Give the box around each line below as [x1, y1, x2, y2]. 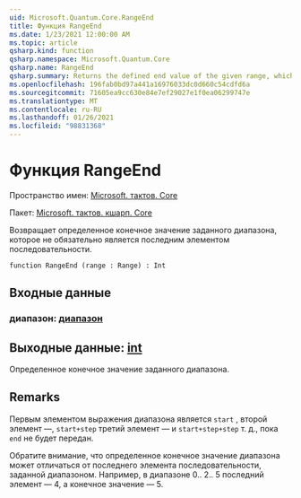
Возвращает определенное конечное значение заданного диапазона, [9, 224, 278, 235]
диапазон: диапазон [9, 312, 103, 325]
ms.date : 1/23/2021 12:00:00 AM [9, 30, 130, 39]
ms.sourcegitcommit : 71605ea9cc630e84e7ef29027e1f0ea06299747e [9, 88, 251, 97]
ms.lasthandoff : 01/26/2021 [9, 113, 115, 122]
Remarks [9, 389, 61, 405]
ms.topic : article [9, 38, 78, 48]
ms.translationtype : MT [9, 96, 99, 106]
